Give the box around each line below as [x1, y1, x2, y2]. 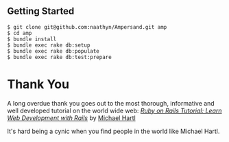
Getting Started [7, 5, 75, 17]
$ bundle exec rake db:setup [7, 41, 91, 49]
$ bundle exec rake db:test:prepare [7, 54, 112, 60]
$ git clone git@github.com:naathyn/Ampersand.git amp [7, 23, 167, 30]
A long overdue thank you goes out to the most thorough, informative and [7, 99, 215, 107]
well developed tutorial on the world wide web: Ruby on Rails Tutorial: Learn [7, 106, 222, 115]
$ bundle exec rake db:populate [7, 47, 99, 54]
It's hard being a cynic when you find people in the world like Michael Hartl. [7, 127, 220, 135]
